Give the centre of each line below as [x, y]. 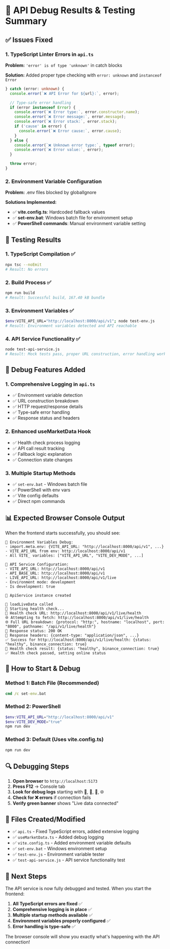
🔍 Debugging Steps [37, 766]
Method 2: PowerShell [33, 707]
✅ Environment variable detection [48, 395]
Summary [26, 21]
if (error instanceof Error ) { [43, 107]
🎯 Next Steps [26, 876]
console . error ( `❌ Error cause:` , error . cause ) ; [70, 131]
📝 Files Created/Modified [45, 819]
